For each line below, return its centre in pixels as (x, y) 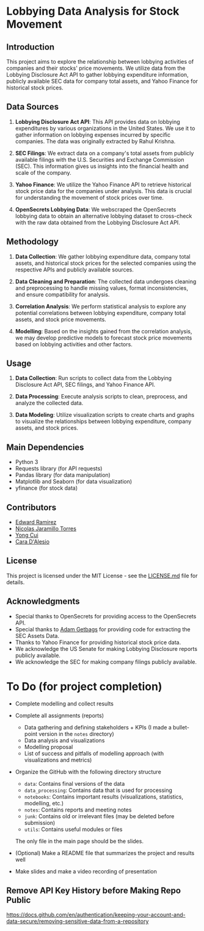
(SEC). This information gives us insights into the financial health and (102, 166)
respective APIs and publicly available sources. (75, 269)
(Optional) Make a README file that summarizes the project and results (105, 853)
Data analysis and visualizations (64, 740)
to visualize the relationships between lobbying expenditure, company (103, 422)
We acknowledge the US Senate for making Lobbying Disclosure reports (106, 648)
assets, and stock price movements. (61, 319)
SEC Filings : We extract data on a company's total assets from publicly (104, 153)
